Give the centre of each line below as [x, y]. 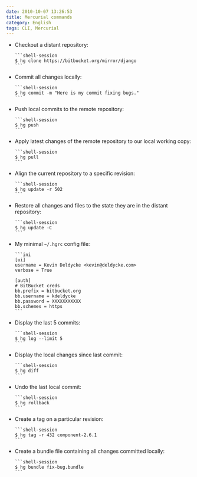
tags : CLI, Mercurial [33, 28]
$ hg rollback [32, 403]
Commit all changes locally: [48, 77]
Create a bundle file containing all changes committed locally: [90, 451]
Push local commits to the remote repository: [69, 109]
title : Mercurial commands [39, 17]
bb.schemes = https [39, 307]
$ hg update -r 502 [39, 190]
